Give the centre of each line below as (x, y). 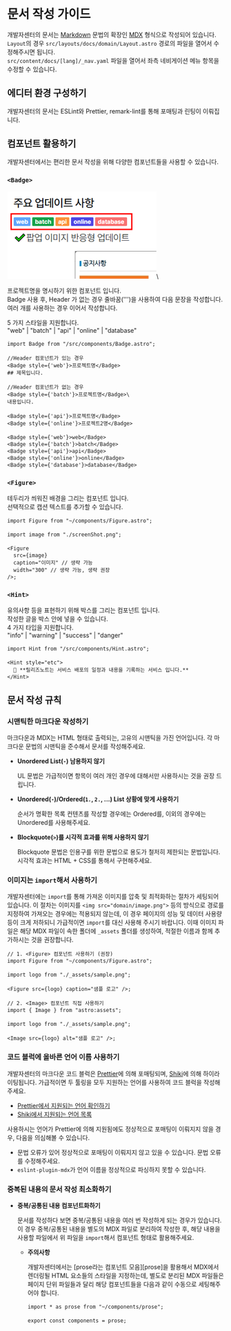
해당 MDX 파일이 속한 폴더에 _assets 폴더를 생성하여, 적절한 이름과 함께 (117, 931)
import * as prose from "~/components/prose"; (96, 1307)
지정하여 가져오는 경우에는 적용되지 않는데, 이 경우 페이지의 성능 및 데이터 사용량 (115, 914)
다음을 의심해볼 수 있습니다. (53, 1137)
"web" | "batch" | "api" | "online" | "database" (72, 330)
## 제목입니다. (25, 373)
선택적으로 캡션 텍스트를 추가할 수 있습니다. (65, 507)
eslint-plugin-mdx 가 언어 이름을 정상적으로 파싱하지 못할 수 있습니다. (111, 1169)
